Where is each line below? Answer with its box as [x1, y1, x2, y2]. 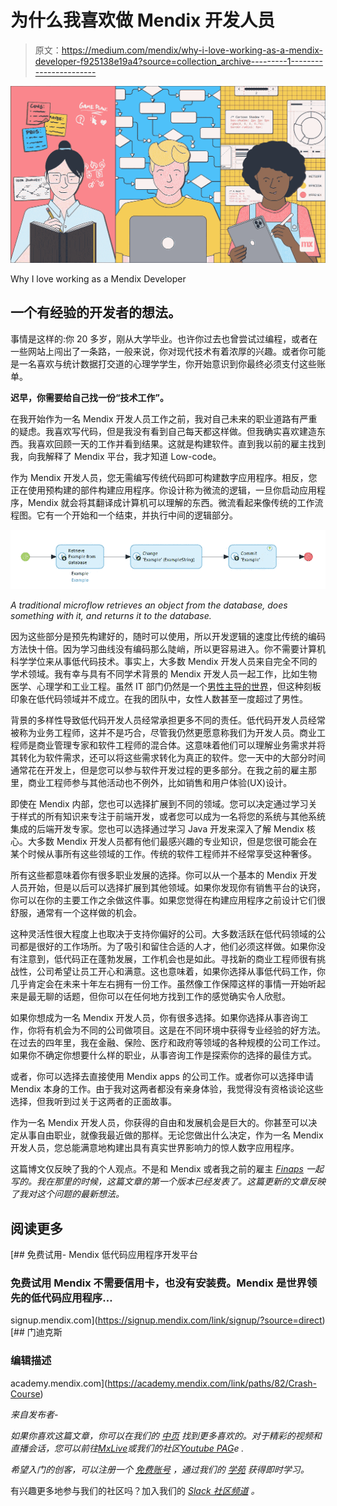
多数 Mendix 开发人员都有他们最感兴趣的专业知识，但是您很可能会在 [36, 836, 318, 848]
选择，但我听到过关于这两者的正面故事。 [10, 1096, 177, 1108]
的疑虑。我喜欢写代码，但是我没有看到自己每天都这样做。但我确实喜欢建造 [10, 425, 317, 437]
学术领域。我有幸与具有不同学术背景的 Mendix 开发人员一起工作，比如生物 [10, 668, 318, 680]
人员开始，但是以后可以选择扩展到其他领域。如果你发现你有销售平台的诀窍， [10, 882, 326, 894]
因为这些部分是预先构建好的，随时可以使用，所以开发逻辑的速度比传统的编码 [10, 631, 326, 643]
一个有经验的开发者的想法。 [10, 304, 182, 321]
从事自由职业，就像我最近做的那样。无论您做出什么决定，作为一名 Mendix [18, 1129, 324, 1141]
